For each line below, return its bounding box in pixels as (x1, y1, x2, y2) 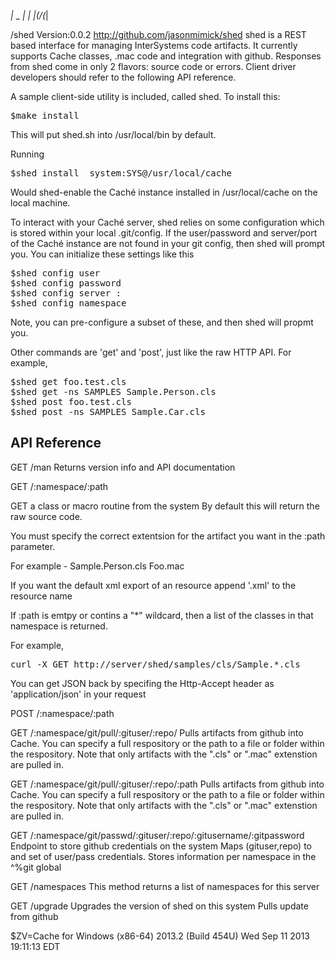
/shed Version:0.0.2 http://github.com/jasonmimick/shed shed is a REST (10, 29, 307, 40)
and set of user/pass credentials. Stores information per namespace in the (10, 850, 317, 862)
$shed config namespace (10, 298, 127, 309)
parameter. (10, 540, 56, 552)
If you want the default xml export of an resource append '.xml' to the (10, 579, 297, 591)
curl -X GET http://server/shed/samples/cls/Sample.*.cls (10, 658, 301, 670)
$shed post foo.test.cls (10, 396, 132, 407)
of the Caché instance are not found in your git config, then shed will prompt (10, 238, 326, 249)
